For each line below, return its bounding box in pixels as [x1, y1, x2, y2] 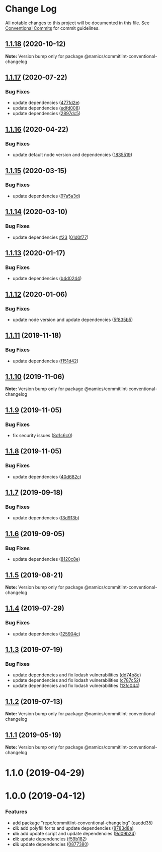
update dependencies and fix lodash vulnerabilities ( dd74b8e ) [12, 672, 141, 678]
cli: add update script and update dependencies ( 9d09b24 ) [12, 830, 136, 836]
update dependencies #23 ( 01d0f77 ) [12, 234, 89, 240]
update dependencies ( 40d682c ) [12, 473, 82, 480]
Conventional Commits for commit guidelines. [5, 25, 100, 31]
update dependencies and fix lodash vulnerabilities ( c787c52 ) [12, 677, 141, 683]
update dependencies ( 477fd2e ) [12, 99, 80, 106]
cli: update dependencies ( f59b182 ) [12, 836, 87, 842]
